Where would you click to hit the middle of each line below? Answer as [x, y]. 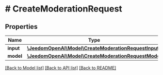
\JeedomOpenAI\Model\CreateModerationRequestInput [93, 48]
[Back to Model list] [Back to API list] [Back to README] [61, 68]
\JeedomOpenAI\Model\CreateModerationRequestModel [94, 56]
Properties [21, 27]
